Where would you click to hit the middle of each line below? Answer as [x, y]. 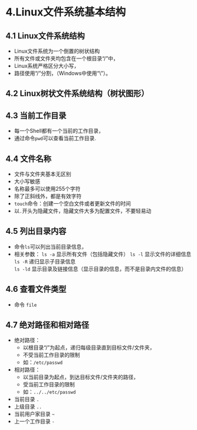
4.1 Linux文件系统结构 [45, 36]
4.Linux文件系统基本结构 [66, 12]
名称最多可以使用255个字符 [47, 189]
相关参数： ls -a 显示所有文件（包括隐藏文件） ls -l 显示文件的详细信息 [103, 254]
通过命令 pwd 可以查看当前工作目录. [55, 138]
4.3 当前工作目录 [36, 115]
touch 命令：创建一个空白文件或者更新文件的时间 [72, 204]
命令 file [25, 304]
